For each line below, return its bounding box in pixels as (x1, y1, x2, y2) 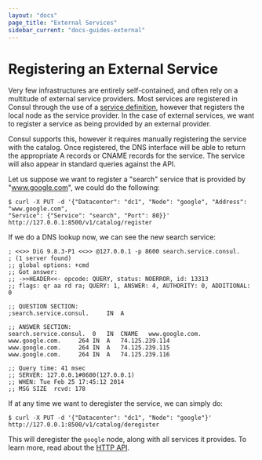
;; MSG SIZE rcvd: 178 (8, 385, 86, 393)
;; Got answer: (8, 268, 58, 276)
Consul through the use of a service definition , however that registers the (8, 103, 245, 112)
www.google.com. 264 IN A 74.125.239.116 (8, 351, 170, 359)
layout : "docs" (8, 11, 58, 20)
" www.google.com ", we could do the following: (8, 183, 161, 192)
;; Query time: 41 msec (8, 364, 86, 373)
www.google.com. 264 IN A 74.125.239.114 (8, 337, 170, 345)
